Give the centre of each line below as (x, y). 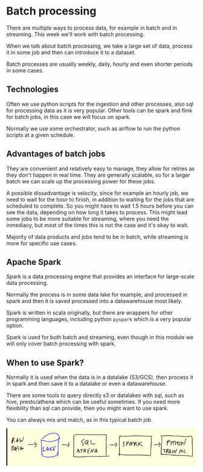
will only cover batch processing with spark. (61, 344)
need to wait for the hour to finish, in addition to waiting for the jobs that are (100, 199)
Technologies (33, 90)
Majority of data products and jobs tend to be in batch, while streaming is (97, 237)
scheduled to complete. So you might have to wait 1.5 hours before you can (100, 206)
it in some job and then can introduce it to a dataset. (71, 52)
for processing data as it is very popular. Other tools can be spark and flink (99, 110)
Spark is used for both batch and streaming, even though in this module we (100, 337)
